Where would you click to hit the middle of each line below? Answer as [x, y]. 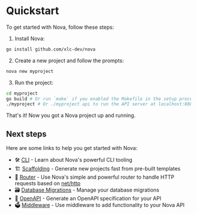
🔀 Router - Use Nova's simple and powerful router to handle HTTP [94, 177]
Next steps [26, 134]
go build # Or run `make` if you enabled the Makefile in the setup [91, 99]
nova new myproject [30, 71]
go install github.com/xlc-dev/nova [51, 49]
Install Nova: [30, 38]
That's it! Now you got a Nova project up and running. [71, 115]
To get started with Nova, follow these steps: [60, 27]
